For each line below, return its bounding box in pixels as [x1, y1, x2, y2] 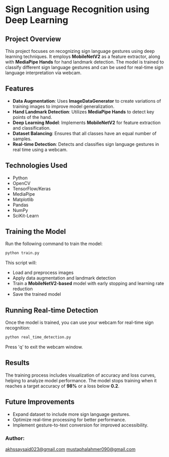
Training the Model [5, 227, 66, 236]
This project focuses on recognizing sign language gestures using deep [5, 48, 155, 54]
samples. [12, 136, 32, 142]
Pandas [12, 202, 29, 208]
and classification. [12, 125, 51, 131]
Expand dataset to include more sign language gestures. [12, 411, 131, 417]
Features [5, 84, 34, 93]
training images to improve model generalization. [12, 103, 115, 109]
